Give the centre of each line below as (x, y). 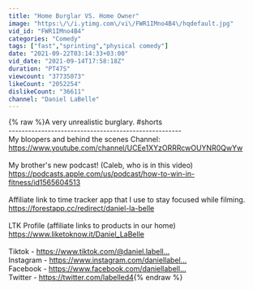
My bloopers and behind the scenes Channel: (84, 140)
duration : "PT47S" (39, 69)
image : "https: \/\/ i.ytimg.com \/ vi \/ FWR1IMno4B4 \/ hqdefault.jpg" (121, 24)
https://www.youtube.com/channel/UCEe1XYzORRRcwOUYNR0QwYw (126, 148)
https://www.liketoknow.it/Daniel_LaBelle (76, 234)
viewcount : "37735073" (47, 76)
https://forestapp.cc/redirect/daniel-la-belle (81, 209)
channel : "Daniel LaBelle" (54, 99)
